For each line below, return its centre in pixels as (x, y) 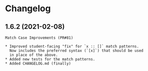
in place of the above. (34, 55)
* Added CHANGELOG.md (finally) (38, 64)
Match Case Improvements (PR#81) (39, 38)
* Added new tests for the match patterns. (50, 59)
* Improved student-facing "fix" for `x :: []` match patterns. (72, 47)
